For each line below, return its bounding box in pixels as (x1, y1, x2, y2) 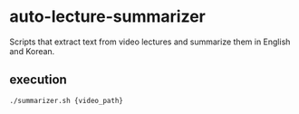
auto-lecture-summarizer (9, 6, 207, 27)
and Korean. (9, 45, 55, 56)
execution (9, 72, 68, 88)
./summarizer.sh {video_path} (9, 96, 124, 105)
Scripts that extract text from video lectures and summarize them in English (9, 36, 291, 47)
